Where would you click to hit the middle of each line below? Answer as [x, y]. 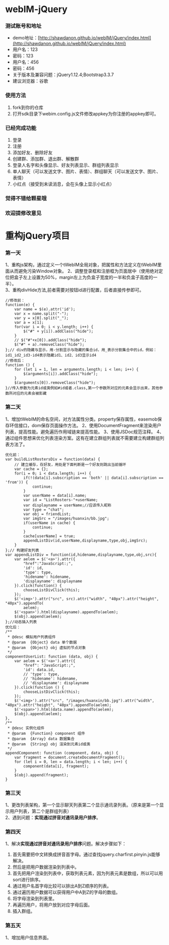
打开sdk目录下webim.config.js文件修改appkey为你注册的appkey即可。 [86, 113]
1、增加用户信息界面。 [28, 937]
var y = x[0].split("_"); [42, 318]
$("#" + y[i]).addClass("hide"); [59, 331]
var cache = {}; [32, 469]
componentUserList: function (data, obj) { [52, 657]
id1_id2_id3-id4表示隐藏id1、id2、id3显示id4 [51, 356]
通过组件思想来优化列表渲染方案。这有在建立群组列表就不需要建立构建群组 [82, 438]
